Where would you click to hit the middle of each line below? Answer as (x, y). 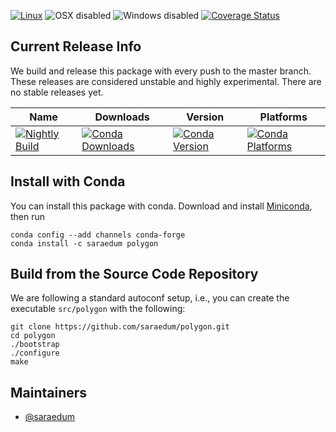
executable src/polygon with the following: (98, 309)
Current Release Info (76, 46)
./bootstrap (35, 345)
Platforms (283, 117)
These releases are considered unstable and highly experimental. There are (166, 81)
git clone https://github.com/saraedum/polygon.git (120, 327)
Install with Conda (68, 181)
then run (28, 216)
